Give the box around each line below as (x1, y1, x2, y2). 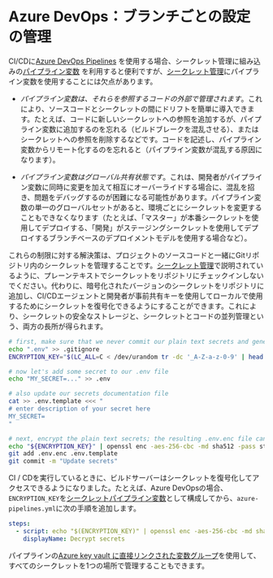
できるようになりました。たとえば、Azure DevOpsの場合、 (29, 483, 228, 493)
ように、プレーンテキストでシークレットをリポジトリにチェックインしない (15, 270, 264, 280)
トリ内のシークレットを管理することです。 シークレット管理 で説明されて (15, 260, 257, 270)
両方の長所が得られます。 (22, 321, 108, 331)
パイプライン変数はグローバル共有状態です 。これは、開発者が (19, 172, 227, 181)
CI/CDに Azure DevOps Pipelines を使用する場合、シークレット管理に (8, 56, 240, 66)
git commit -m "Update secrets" (8, 457, 118, 466)
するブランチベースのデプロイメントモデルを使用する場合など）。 (34, 233, 252, 242)
